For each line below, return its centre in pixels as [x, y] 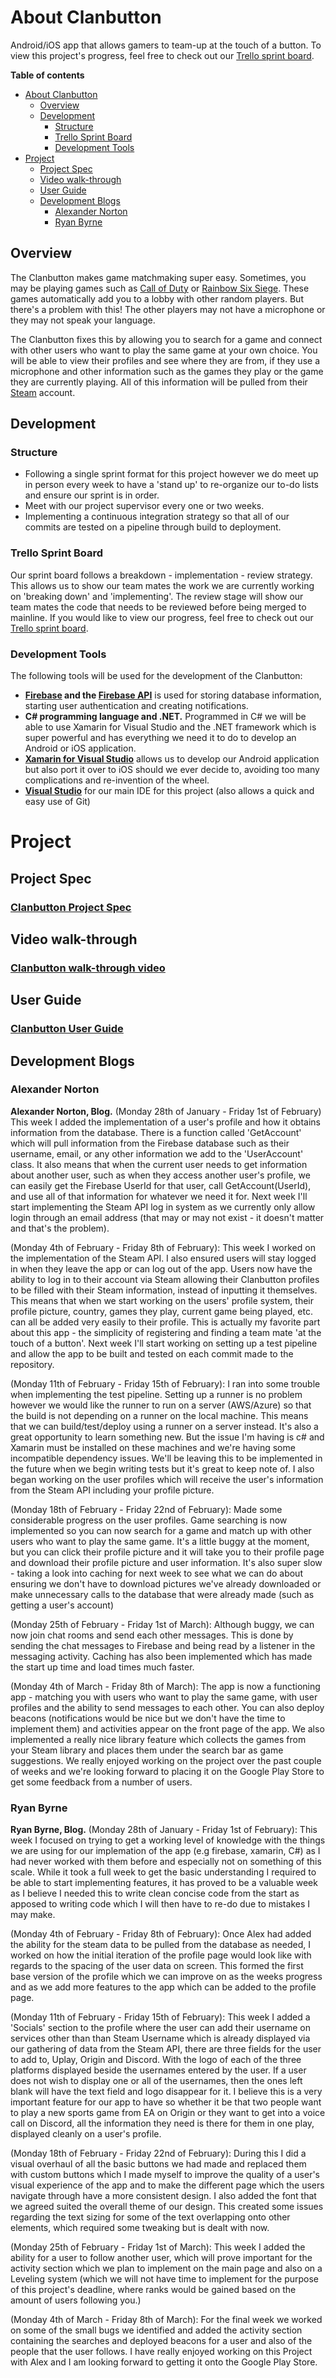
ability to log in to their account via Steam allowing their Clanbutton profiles [165, 1279]
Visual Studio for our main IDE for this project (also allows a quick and [169, 791]
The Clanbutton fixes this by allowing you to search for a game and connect [166, 339]
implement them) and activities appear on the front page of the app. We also [167, 1728]
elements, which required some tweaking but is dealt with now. [140, 2228]
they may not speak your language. [83, 320]
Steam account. [43, 392]
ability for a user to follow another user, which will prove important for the [161, 2258]
